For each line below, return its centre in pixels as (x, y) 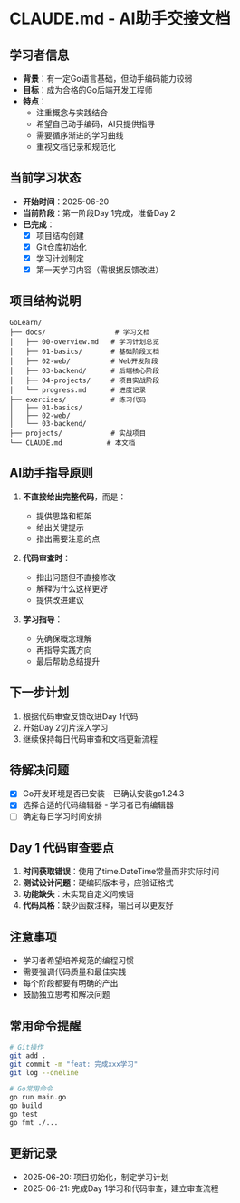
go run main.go (38, 1098)
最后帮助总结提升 (68, 661)
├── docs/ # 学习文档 (80, 332)
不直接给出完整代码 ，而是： (74, 497)
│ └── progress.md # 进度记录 (78, 390)
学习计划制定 (60, 258)
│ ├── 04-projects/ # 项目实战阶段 (85, 380)
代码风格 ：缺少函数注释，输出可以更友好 (98, 905)
